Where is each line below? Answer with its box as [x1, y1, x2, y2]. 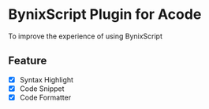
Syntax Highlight [19, 74, 73, 84]
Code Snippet [19, 84, 65, 93]
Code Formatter [19, 93, 72, 102]
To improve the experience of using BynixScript [8, 31, 163, 41]
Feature [8, 54, 47, 67]
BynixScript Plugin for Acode [8, 5, 202, 24]
